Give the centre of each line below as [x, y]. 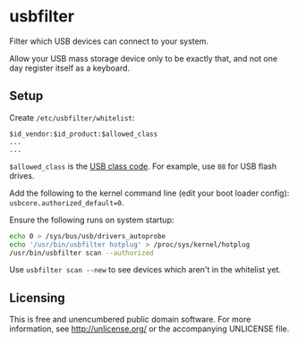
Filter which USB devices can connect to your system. [109, 41]
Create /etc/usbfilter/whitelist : [72, 117]
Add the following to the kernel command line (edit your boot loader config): [149, 193]
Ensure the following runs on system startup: [92, 220]
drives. [22, 175]
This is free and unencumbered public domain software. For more [130, 320]
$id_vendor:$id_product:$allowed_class [84, 134]
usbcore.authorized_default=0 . [67, 202]
